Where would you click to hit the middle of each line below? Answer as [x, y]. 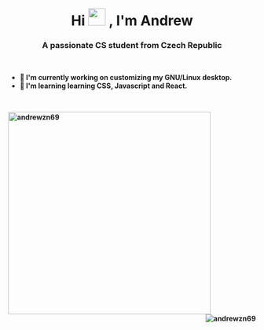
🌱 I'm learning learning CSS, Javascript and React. [103, 86]
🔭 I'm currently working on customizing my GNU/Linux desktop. [126, 78]
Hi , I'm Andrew [132, 21]
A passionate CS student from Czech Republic [132, 46]
